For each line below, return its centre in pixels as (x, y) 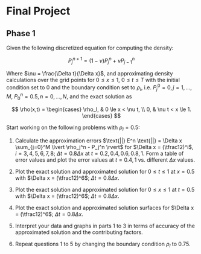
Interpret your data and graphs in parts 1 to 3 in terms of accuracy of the (105, 226)
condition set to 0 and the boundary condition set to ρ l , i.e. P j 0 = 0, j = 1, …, (99, 87)
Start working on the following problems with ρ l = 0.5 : (73, 128)
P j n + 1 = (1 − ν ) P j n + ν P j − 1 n (101, 61)
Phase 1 (21, 33)
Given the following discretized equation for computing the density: (90, 48)
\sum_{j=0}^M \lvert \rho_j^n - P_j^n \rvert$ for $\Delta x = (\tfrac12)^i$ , (104, 147)
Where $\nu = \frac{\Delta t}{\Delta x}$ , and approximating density (90, 74)
